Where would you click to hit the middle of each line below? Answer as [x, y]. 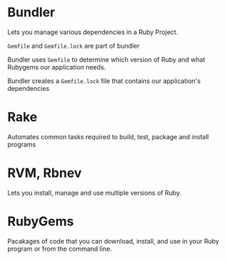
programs [22, 144]
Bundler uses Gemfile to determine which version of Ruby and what [106, 59]
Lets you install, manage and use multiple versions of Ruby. [94, 193]
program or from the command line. [60, 249]
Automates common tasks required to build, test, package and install [108, 136]
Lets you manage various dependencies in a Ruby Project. [93, 32]
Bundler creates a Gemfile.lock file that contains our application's [104, 81]
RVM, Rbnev [45, 173]
